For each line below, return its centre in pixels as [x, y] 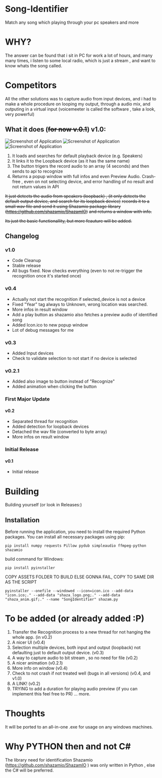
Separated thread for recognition [45, 421]
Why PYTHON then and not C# [68, 747]
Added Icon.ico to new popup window [50, 325]
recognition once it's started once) [47, 276]
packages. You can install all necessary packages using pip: [65, 537]
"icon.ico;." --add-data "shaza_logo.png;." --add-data [63, 595]
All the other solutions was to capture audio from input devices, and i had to [81, 98]
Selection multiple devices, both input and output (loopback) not [76, 648]
